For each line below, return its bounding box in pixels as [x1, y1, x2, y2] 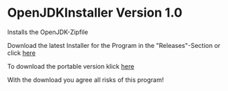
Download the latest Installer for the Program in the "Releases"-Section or [7, 41, 221, 49]
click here [7, 49, 36, 57]
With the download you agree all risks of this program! [7, 75, 164, 84]
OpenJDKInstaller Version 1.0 [7, 5, 182, 21]
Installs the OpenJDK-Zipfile [7, 28, 89, 36]
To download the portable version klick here [7, 62, 135, 70]
